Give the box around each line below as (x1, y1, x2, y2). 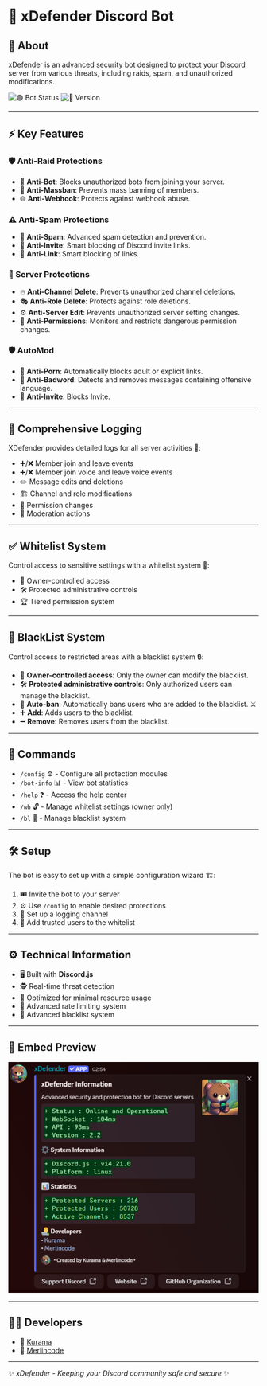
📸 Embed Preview (8, 1040, 97, 1054)
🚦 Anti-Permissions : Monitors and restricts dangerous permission (19, 316, 237, 326)
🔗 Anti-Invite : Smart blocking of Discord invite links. (19, 240, 191, 250)
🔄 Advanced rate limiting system (19, 1001, 126, 1011)
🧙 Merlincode (19, 1345, 64, 1355)
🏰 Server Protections (8, 268, 90, 279)
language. (19, 383, 53, 392)
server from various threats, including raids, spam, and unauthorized (8, 68, 233, 78)
